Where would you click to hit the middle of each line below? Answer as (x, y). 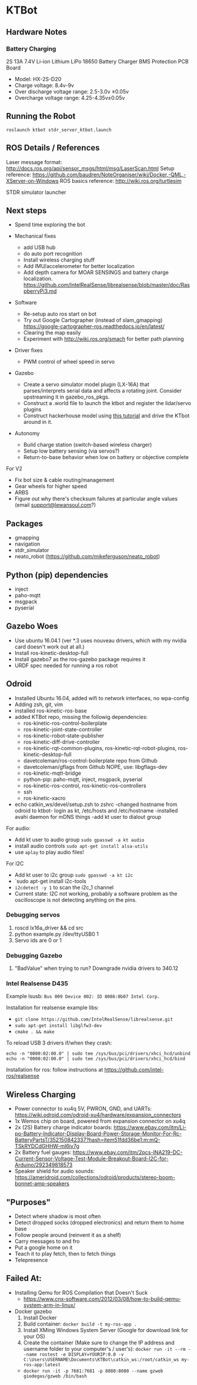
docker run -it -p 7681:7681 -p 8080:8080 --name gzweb (93, 1371)
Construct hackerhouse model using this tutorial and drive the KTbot (106, 416)
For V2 (14, 469)
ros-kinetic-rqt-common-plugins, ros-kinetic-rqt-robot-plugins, (100, 748)
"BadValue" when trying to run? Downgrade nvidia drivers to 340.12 (96, 968)
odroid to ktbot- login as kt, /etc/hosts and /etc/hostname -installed (96, 810)
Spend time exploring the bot (50, 225)
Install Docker (40, 1317)
